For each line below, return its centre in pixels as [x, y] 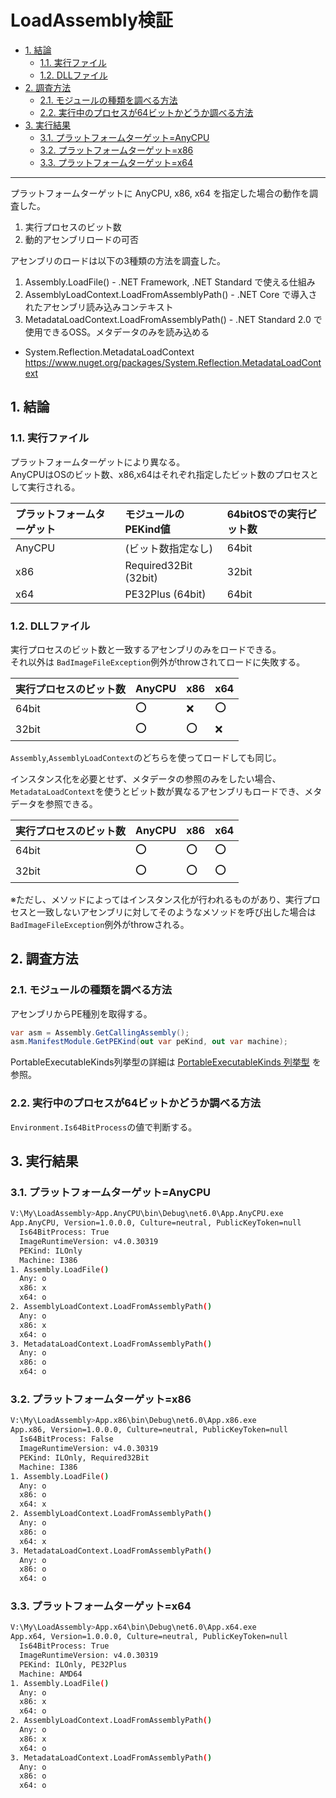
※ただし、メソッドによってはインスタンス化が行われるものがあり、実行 [156, 899]
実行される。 [54, 487]
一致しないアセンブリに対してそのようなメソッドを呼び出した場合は [176, 912]
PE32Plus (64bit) [165, 594]
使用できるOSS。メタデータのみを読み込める [117, 332]
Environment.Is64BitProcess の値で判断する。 [104, 1127]
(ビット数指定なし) [168, 548]
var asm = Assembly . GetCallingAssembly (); [100, 1032]
